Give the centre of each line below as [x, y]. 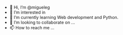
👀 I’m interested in [27, 12]
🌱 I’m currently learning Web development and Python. [64, 17]
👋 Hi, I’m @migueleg [30, 7]
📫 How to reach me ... [32, 28]
